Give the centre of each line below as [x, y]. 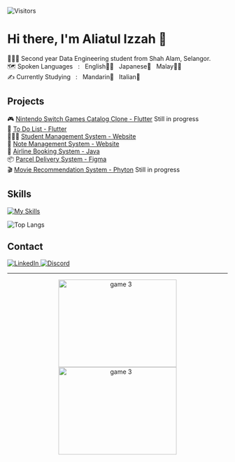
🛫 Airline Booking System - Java [54, 151]
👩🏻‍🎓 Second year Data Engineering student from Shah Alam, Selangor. [109, 58]
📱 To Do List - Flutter [37, 129]
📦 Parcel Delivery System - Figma [57, 159]
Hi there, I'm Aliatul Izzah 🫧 [87, 39]
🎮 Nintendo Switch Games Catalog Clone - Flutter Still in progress [103, 118]
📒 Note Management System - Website [63, 143]
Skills [19, 194]
